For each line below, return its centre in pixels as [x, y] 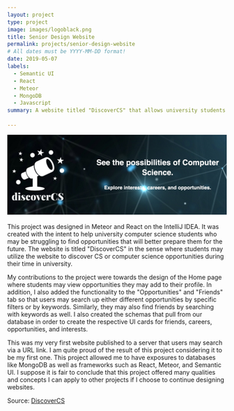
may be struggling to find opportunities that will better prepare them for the [115, 241]
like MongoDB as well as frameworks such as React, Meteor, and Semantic [114, 365]
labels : [18, 66]
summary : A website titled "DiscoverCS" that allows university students [117, 111]
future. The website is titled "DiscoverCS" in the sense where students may [115, 248]
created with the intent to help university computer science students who [112, 234]
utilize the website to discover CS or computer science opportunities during [116, 256]
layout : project [31, 15]
